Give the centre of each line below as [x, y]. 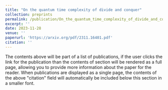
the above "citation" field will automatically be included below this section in [83, 77]
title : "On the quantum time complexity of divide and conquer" [73, 10]
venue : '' [15, 33]
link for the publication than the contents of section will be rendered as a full [83, 62]
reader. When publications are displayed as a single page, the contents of [81, 72]
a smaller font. [20, 83]
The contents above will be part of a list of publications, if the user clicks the [84, 56]
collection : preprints [29, 14]
